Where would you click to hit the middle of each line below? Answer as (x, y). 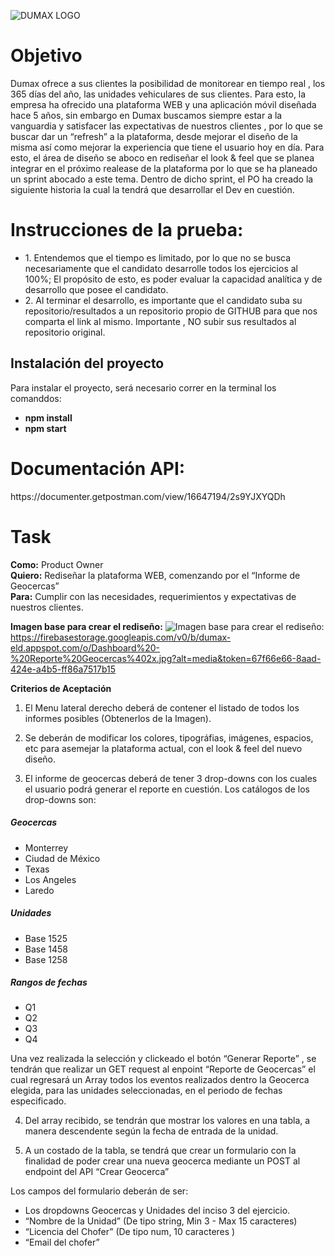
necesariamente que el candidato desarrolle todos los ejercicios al (161, 268)
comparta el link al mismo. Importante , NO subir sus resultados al (160, 321)
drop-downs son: (60, 799)
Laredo (39, 890)
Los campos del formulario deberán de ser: (99, 1191)
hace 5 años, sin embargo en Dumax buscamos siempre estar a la (146, 115)
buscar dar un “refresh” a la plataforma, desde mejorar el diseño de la (154, 136)
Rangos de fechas (49, 982)
